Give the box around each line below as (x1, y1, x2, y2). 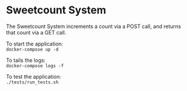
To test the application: (6, 73, 61, 80)
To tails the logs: (6, 57, 46, 64)
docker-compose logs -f (6, 62, 64, 69)
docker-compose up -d (6, 46, 59, 52)
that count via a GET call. (6, 29, 67, 36)
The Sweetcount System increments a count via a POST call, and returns (6, 23, 181, 30)
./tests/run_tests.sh (6, 79, 59, 85)
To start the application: (6, 40, 63, 47)
